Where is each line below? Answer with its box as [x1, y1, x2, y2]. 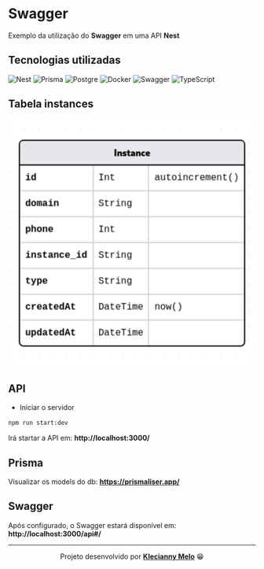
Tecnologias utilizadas [8, 54, 121, 67]
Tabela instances [8, 98, 94, 111]
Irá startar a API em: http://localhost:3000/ [8, 434, 151, 443]
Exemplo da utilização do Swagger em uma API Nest [8, 31, 180, 40]
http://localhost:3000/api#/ [8, 529, 101, 538]
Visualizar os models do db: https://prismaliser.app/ [8, 477, 180, 486]
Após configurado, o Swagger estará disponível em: [8, 520, 177, 530]
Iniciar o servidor [19, 403, 75, 412]
